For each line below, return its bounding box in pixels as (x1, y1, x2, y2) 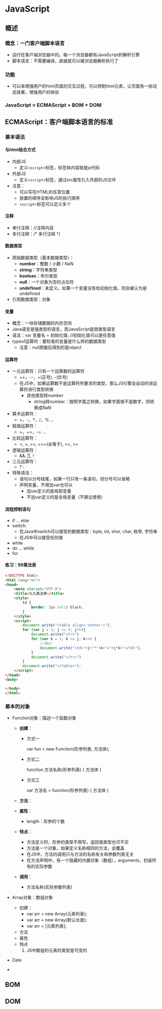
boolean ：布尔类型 (19, 273, 58, 279)
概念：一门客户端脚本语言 (5, 40, 65, 47)
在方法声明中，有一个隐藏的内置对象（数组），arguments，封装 (26, 857, 152, 863)
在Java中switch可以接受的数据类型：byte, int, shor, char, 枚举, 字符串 (19, 528, 158, 534)
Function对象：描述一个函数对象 (12, 715, 77, 721)
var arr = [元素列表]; (26, 923, 67, 929)
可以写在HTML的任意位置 (19, 189, 70, 195)
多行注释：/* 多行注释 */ (12, 231, 61, 237)
